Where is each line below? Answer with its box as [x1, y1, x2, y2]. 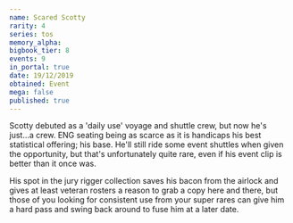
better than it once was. [9, 158, 96, 169]
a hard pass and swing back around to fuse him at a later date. [9, 204, 239, 215]
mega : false [9, 87, 54, 96]
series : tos [9, 29, 54, 38]
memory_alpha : [9, 37, 63, 47]
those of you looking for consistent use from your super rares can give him [9, 194, 285, 205]
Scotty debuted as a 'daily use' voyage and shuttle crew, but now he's [9, 120, 267, 131]
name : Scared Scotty [9, 12, 87, 22]
